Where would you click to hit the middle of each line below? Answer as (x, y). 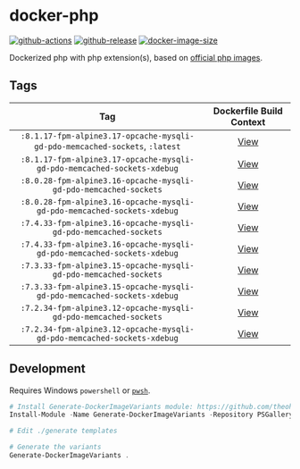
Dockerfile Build (248, 111)
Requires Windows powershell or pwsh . (80, 390)
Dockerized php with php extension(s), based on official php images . (136, 57)
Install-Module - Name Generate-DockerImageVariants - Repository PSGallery (151, 415)
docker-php (54, 16)
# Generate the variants (55, 448)
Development (48, 368)
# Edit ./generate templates (63, 431)
